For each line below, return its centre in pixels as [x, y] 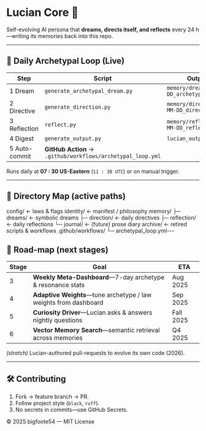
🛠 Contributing [36, 379]
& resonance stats [59, 285]
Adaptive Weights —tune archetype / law [92, 295]
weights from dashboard [68, 303]
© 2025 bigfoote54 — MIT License [51, 422]
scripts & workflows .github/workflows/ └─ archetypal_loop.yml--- [90, 231]
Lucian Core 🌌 [42, 13]
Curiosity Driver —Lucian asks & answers [93, 313]
